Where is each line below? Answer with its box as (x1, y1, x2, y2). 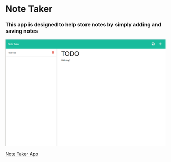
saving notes (5, 27, 38, 35)
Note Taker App (5, 151, 38, 157)
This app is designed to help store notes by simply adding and (5, 21, 162, 28)
